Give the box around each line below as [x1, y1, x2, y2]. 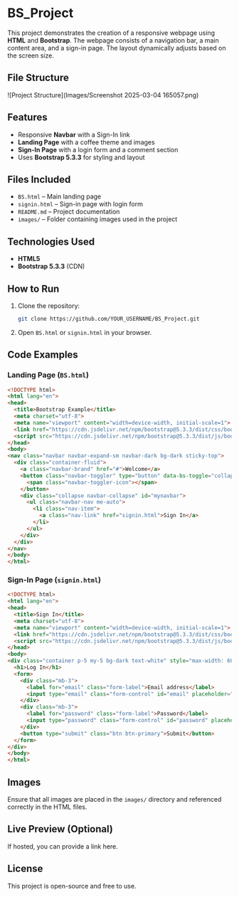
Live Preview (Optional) [7, 823, 114, 835]
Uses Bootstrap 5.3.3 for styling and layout [17, 153, 145, 161]
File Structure [7, 72, 69, 84]
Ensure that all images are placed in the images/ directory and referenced [7, 795, 222, 804]
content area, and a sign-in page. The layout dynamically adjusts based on [7, 43, 226, 52]
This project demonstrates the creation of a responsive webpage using [7, 28, 216, 37]
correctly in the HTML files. [7, 802, 87, 812]
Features [7, 112, 48, 124]
